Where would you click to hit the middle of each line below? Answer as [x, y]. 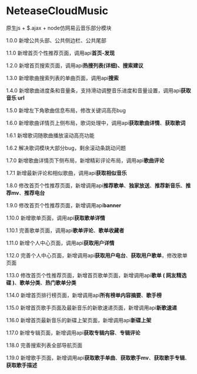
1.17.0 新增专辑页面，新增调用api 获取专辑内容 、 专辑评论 [73, 332]
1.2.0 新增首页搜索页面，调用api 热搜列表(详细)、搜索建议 [75, 65]
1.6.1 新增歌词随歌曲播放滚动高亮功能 [51, 135]
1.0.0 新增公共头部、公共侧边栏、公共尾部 [56, 40]
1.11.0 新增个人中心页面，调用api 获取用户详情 [60, 243]
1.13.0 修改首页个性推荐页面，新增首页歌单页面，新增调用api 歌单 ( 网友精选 [96, 275]
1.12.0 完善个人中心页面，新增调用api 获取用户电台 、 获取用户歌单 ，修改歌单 [97, 255]
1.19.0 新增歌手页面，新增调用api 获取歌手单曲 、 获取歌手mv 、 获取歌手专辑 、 [98, 358]
